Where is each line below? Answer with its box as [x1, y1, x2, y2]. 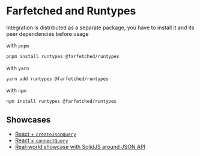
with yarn [6, 64, 29, 71]
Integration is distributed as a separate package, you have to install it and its [6, 24, 195, 31]
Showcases [6, 115, 51, 125]
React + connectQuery [14, 137, 68, 144]
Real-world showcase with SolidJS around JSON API [14, 143, 146, 151]
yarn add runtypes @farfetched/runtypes [6, 76, 109, 82]
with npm [6, 87, 27, 94]
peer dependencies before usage [6, 30, 89, 37]
